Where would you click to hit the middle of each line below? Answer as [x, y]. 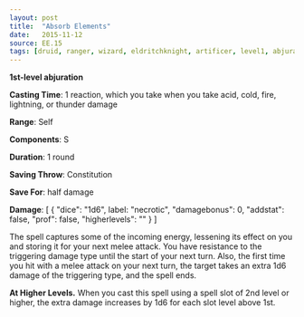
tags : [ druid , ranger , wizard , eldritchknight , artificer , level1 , [139, 52]
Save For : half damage [52, 192]
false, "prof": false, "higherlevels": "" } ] [83, 219]
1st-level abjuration [47, 77]
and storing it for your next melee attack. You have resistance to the [136, 246]
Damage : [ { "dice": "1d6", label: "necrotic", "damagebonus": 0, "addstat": [147, 210]
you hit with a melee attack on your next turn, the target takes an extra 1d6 [148, 266]
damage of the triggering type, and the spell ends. [103, 275]
